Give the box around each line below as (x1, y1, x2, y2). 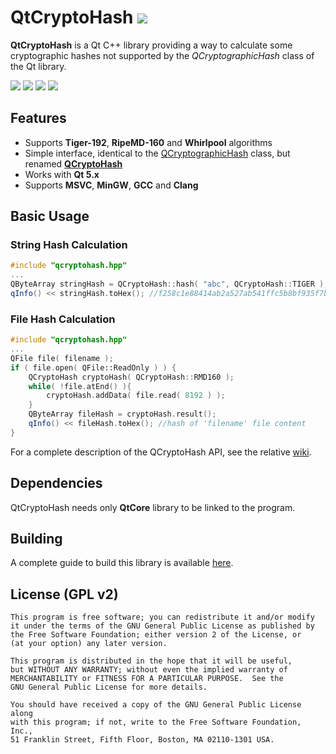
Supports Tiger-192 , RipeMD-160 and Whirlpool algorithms (24, 136, 273, 148)
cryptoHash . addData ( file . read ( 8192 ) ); (46, 391, 226, 401)
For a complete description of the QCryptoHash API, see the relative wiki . (10, 446, 312, 458)
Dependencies (10, 475, 103, 492)
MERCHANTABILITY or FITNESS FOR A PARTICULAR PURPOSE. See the (10, 674, 284, 684)
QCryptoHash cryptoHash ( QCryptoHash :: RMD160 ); (28, 372, 235, 382)
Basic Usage (10, 208, 90, 225)
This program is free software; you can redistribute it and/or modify (10, 612, 315, 623)
